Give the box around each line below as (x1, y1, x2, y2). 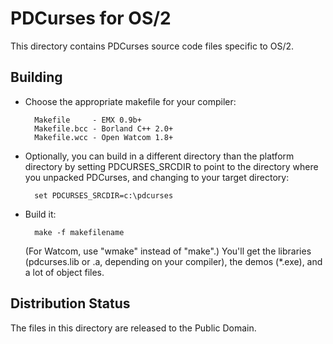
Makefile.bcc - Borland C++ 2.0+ (34, 123, 174, 134)
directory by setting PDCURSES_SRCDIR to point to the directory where (24, 160, 319, 172)
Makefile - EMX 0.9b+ (34, 115, 142, 125)
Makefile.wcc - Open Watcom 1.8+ (34, 132, 174, 142)
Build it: (24, 208, 57, 220)
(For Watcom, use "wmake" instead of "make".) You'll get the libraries (24, 245, 312, 257)
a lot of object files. (24, 266, 105, 278)
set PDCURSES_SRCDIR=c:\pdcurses (34, 190, 174, 201)
